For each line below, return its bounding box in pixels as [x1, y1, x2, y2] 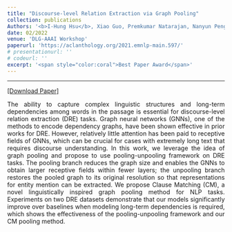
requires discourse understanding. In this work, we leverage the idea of [7, 144, 225, 152]
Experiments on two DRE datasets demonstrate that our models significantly [7, 195, 225, 203]
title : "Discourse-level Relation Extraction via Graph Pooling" [7, 10, 199, 17]
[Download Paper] [7, 87, 59, 95]
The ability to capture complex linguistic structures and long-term [7, 100, 225, 108]
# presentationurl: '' [7, 49, 72, 56]
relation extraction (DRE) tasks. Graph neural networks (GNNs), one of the [7, 114, 225, 123]
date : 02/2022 [7, 29, 48, 36]
